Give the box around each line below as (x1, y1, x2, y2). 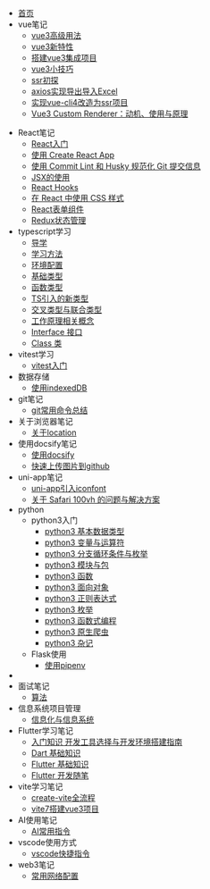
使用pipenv (44, 660, 87, 670)
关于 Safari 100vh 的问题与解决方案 (30, 494, 161, 505)
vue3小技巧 (30, 63, 74, 74)
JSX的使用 (30, 172, 70, 182)
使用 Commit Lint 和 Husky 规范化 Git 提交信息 (30, 161, 201, 172)
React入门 (30, 138, 69, 149)
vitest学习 (17, 349, 55, 359)
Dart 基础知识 (30, 748, 81, 758)
